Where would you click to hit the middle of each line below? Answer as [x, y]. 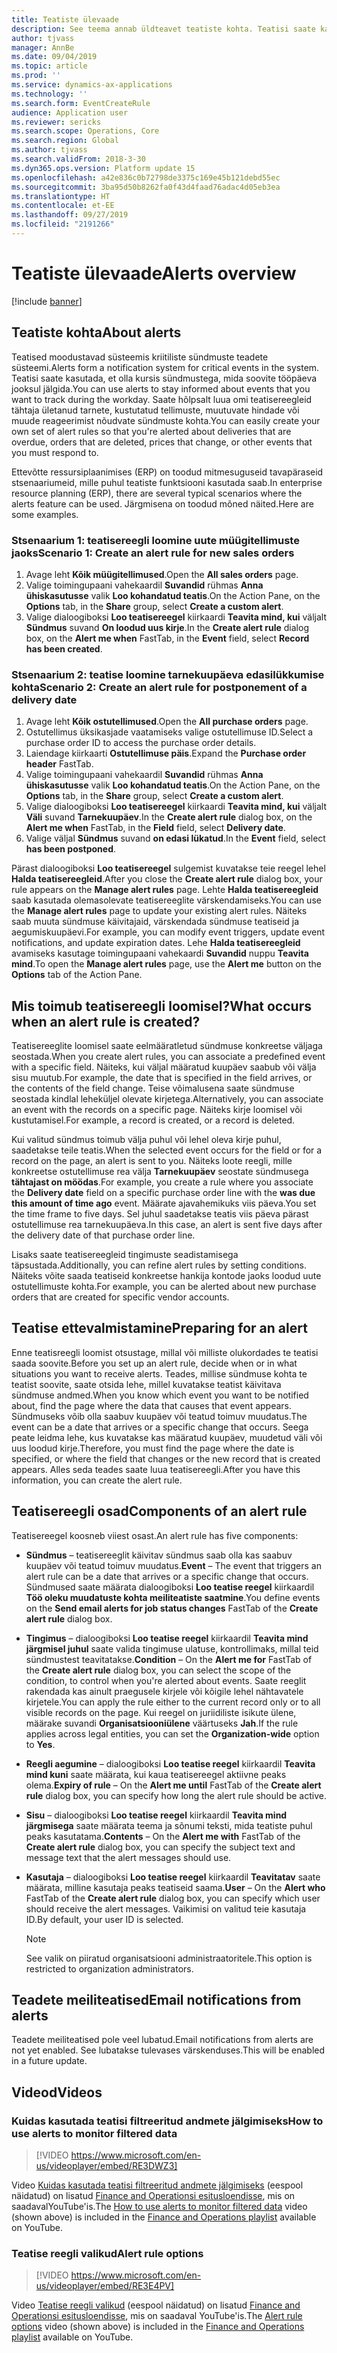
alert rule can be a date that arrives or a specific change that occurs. [167, 1576]
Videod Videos [57, 2092]
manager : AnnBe [43, 47]
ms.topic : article [49, 66]
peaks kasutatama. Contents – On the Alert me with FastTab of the [163, 1836]
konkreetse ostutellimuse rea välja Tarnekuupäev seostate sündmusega [160, 1172]
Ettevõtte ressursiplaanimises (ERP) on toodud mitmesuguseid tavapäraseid [167, 472]
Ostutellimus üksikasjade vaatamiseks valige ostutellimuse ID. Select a [169, 732]
